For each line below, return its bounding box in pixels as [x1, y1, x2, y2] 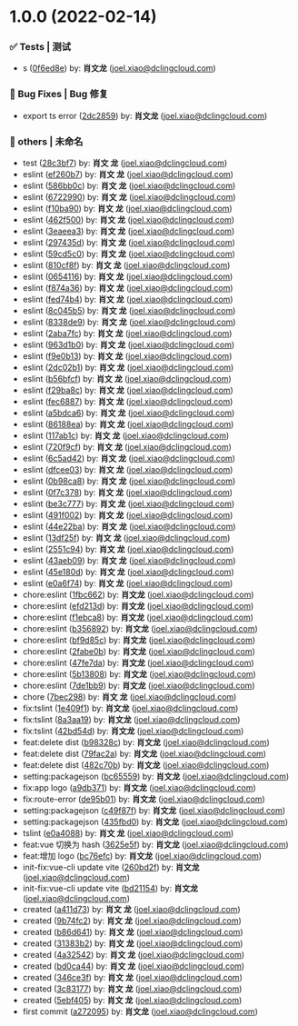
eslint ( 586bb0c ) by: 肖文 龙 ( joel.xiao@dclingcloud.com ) [22, 180, 236, 192]
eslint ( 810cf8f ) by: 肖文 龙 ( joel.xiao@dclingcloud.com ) [22, 260, 231, 271]
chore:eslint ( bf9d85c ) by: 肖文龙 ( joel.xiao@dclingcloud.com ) [22, 634, 256, 646]
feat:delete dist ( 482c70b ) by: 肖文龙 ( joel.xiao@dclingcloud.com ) [22, 760, 270, 771]
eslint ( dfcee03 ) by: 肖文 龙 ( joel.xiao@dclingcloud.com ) [22, 464, 233, 475]
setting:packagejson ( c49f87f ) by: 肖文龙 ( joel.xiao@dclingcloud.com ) [22, 805, 286, 816]
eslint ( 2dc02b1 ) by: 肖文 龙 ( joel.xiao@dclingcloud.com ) [22, 362, 234, 374]
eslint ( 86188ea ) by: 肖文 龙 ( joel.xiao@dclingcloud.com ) [22, 419, 234, 430]
